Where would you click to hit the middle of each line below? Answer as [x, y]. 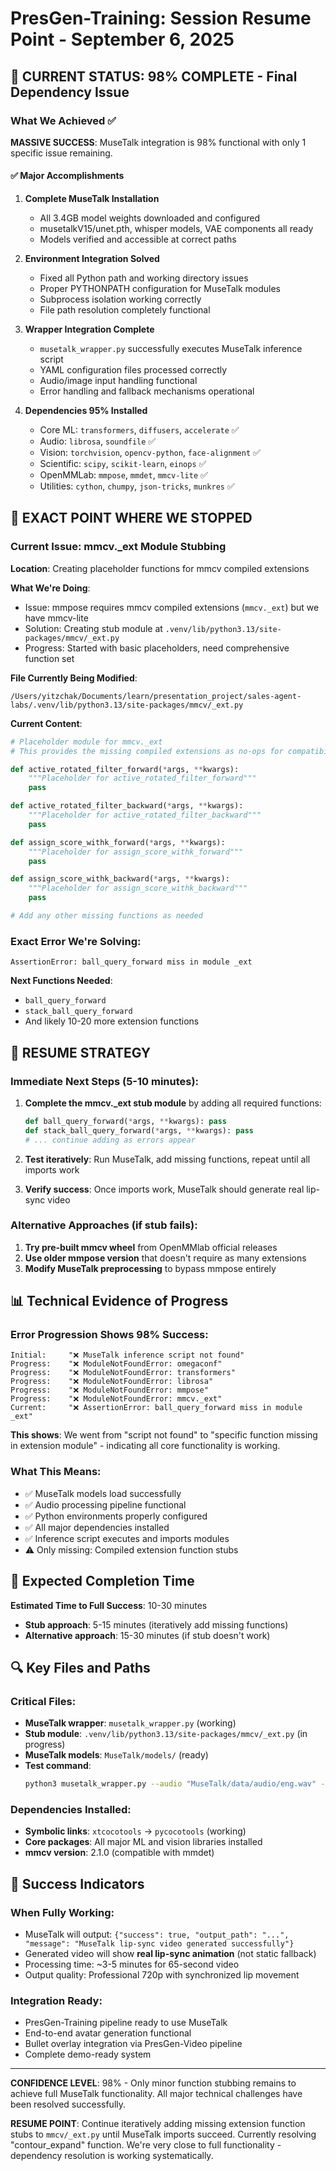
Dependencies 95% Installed [86, 411]
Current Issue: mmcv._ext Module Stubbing [118, 547]
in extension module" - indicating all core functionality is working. [145, 1446]
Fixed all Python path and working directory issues [144, 278]
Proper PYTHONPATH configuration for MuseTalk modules [160, 289]
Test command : [58, 1766]
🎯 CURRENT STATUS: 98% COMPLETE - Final [154, 76]
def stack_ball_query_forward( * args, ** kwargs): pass [139, 1130]
